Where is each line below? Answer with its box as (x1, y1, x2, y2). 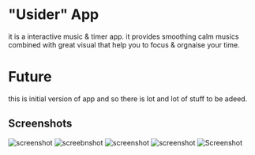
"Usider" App (8, 6, 99, 24)
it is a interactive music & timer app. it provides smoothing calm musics (8, 32, 239, 41)
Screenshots (8, 117, 73, 130)
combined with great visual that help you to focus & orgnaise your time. (8, 40, 240, 49)
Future (8, 68, 53, 86)
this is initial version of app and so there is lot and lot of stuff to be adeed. (8, 93, 248, 104)
